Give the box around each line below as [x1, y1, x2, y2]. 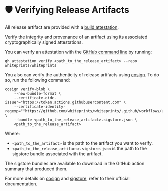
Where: [5, 130, 20, 136]
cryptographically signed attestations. [5, 39, 83, 45]
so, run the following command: [5, 77, 70, 83]
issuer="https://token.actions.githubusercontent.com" [5, 100, 122, 105]
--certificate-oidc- [14, 95, 57, 100]
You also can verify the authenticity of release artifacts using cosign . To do [5, 71, 159, 78]
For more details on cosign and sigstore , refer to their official [5, 175, 130, 181]
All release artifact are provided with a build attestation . [5, 24, 119, 30]
